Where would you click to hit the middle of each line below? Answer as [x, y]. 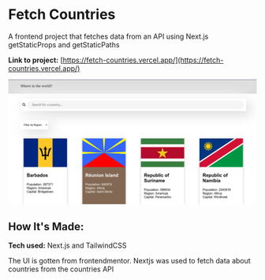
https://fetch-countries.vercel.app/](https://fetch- [143, 60]
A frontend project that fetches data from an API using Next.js [108, 36]
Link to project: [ [35, 60]
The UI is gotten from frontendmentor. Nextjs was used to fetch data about [129, 261]
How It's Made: [46, 226]
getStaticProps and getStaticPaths [64, 44]
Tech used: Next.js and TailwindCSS [68, 245]
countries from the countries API [61, 269]
